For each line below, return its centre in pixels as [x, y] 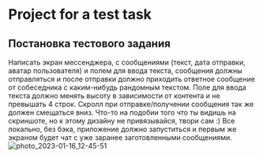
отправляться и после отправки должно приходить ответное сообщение [131, 79]
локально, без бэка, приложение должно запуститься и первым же [122, 129]
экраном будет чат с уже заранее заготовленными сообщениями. [120, 138]
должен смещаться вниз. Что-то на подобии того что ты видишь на [122, 112]
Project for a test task [80, 15]
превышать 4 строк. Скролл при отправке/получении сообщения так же [131, 104]
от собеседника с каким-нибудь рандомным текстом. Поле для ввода [127, 87]
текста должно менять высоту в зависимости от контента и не [114, 96]
